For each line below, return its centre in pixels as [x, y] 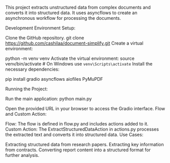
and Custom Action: [26, 114]
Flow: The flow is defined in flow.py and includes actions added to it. [77, 124]
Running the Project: [27, 89]
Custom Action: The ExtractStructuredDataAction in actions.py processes [82, 129]
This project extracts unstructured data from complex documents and [78, 7]
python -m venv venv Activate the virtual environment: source [70, 58]
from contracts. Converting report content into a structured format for [78, 150]
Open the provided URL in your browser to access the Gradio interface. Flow [85, 108]
